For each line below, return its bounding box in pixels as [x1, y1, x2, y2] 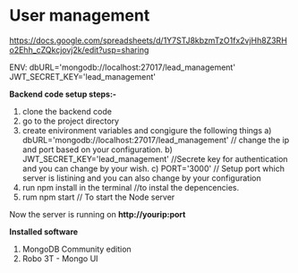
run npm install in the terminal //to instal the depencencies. [21, 182, 240, 192]
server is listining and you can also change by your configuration [21, 172, 261, 183]
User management [9, 5, 150, 26]
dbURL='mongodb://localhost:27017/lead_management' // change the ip [21, 134, 289, 145]
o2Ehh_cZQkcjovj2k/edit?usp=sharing [9, 44, 149, 55]
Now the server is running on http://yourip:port [9, 209, 186, 219]
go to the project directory [21, 115, 119, 126]
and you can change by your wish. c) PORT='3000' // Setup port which [21, 163, 285, 174]
